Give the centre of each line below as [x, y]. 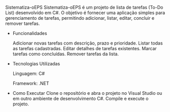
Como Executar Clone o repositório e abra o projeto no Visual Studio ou [87, 93]
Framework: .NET [31, 83]
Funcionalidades [30, 33]
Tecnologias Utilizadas [36, 64]
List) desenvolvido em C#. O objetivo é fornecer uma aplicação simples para [85, 13]
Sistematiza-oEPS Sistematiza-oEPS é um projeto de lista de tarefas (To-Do [84, 7]
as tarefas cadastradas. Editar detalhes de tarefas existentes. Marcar [85, 48]
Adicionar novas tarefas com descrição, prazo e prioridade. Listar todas [88, 43]
